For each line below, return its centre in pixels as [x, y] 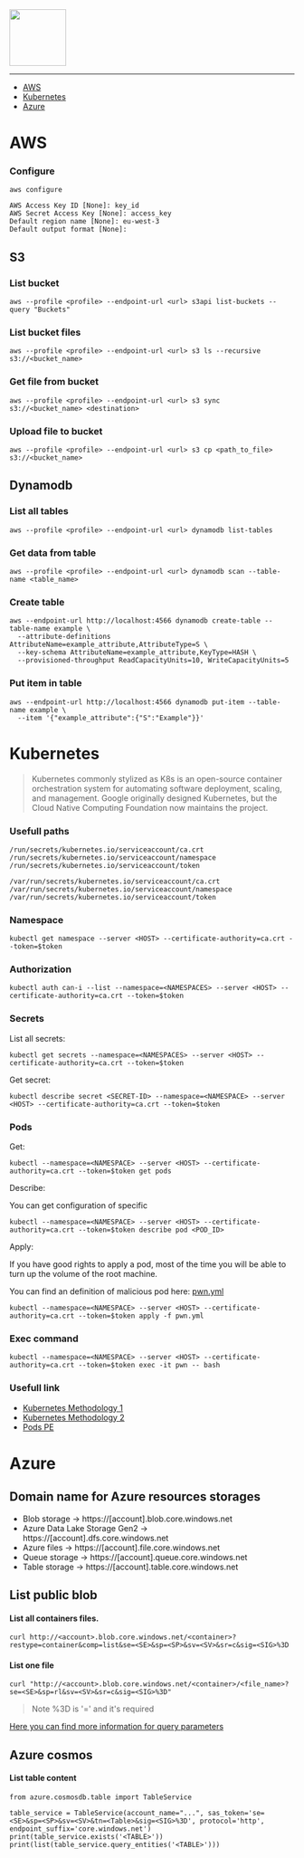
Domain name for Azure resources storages [135, 1497]
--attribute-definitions [64, 637]
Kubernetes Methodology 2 [73, 1417]
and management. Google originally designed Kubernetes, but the [154, 798]
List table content [43, 1778]
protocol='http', [232, 1821]
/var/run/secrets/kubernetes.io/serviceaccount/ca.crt [115, 881]
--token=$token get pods [125, 1171]
